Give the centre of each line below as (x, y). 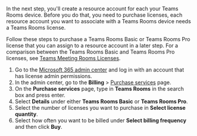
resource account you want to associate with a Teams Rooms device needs (99, 21)
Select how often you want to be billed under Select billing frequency (100, 120)
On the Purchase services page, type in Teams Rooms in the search (99, 89)
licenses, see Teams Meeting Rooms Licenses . (63, 58)
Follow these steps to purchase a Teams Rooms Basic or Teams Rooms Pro (98, 39)
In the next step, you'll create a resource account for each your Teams (92, 9)
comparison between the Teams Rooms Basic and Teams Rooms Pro (90, 52)
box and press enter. (40, 95)
